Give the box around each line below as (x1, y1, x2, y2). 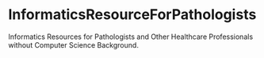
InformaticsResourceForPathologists (8, 6, 257, 24)
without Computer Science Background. (8, 40, 139, 49)
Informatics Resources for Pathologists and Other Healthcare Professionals (8, 32, 254, 41)
